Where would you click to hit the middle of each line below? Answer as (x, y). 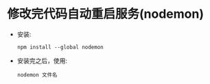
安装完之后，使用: (42, 60)
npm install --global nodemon (60, 47)
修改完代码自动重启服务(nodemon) (106, 14)
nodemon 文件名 (37, 75)
